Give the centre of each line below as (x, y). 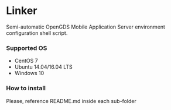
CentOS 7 (26, 61)
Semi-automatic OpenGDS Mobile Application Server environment (86, 27)
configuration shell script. (37, 33)
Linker (22, 11)
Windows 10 (29, 73)
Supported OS (27, 48)
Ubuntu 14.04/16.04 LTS (43, 67)
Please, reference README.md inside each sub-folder (71, 101)
